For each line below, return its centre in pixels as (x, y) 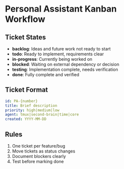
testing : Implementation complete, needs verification (65, 69)
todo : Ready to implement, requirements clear (58, 54)
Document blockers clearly (39, 156)
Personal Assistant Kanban (61, 9)
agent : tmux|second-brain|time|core (42, 115)
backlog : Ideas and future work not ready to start (61, 49)
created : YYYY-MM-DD (26, 119)
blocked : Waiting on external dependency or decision (66, 64)
